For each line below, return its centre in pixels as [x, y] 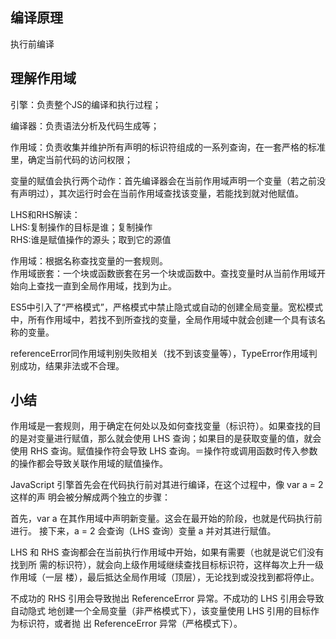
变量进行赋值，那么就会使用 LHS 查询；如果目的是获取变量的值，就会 [179, 439]
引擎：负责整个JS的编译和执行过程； [86, 104]
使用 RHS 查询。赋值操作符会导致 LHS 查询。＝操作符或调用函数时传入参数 [164, 451]
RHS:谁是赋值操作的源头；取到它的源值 [91, 239]
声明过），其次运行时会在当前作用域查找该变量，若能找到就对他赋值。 [161, 193]
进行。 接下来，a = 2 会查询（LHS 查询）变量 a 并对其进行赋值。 [143, 531]
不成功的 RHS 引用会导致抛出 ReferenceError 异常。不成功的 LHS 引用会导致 [167, 599]
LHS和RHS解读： [45, 214]
